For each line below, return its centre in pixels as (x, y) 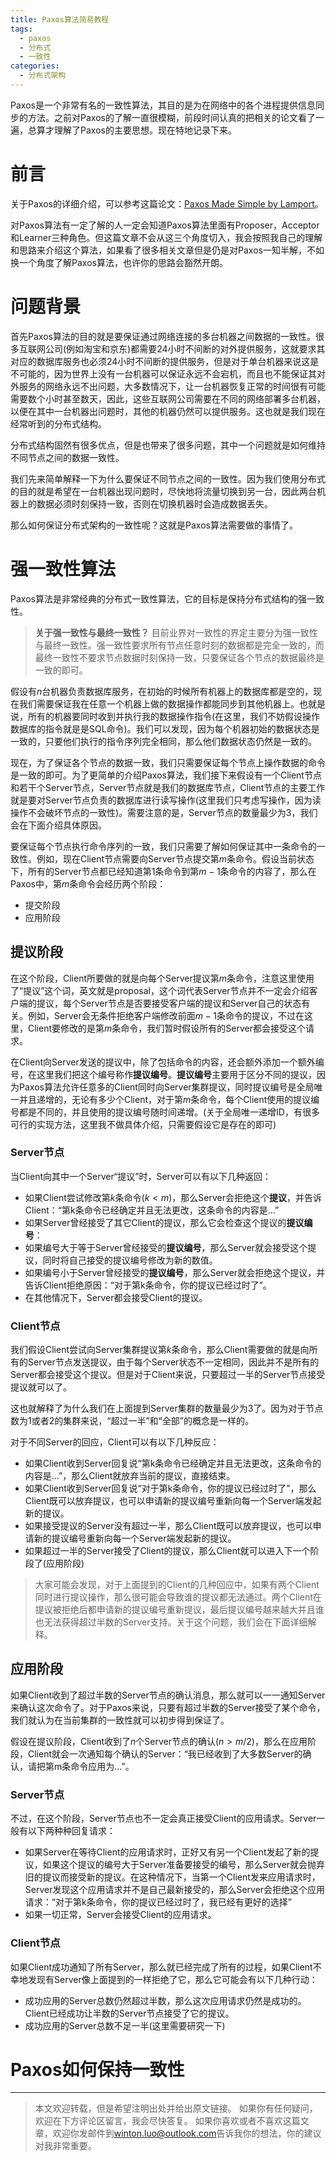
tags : (21, 29)
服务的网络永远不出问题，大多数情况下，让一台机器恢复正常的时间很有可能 (172, 386)
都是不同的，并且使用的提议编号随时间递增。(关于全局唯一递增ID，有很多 (169, 1112)
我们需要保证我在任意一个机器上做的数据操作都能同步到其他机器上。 (159, 703)
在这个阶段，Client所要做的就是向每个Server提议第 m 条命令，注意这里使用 (162, 978)
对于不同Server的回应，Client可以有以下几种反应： (115, 1442)
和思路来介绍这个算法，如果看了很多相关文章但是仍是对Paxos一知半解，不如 (167, 250)
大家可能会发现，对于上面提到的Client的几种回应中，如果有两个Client (177, 1585)
